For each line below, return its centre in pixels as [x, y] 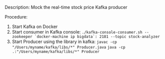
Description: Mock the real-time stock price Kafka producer [66, 7]
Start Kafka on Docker [35, 26]
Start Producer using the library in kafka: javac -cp [64, 41]
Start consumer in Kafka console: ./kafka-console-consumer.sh [77, 32]
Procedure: [16, 17]
